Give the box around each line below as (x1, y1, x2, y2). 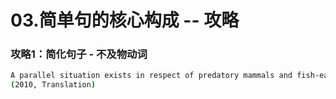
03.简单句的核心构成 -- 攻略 (10, 9, 240, 32)
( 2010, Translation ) (10, 80, 97, 90)
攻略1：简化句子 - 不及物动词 (10, 47, 148, 61)
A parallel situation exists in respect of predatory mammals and (10, 71, 293, 81)
